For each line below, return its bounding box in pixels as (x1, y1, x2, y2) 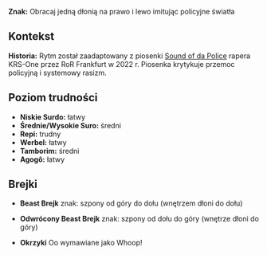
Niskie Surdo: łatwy (19, 112, 86, 122)
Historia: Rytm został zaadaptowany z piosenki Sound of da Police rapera (8, 51, 251, 61)
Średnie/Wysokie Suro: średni (19, 120, 122, 130)
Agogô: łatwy (19, 155, 65, 164)
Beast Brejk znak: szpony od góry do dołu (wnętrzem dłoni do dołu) (19, 198, 243, 208)
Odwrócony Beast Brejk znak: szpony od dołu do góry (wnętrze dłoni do (19, 214, 259, 224)
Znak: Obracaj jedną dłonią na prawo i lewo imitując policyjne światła (8, 7, 235, 16)
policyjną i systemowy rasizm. (8, 68, 107, 77)
